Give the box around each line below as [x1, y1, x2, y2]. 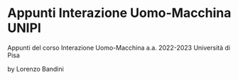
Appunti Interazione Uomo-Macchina [7, 5, 232, 21]
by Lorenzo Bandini [7, 64, 64, 73]
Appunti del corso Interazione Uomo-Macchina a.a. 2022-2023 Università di [7, 43, 231, 52]
